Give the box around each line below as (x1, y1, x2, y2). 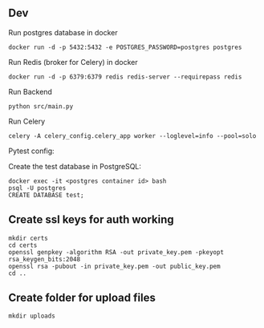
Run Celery (8, 116, 46, 126)
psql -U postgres (8, 184, 67, 192)
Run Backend (8, 87, 52, 96)
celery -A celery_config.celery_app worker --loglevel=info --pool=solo (8, 132, 257, 140)
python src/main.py (8, 102, 74, 111)
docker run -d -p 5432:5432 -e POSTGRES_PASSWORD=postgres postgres (8, 43, 242, 51)
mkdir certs (8, 234, 48, 242)
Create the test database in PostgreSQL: (8, 161, 142, 171)
